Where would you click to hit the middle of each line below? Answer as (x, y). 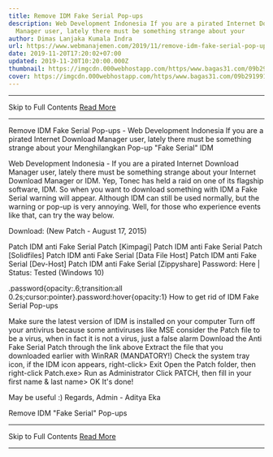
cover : (19, 76)
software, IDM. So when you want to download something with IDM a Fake (133, 189)
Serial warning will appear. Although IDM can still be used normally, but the (134, 198)
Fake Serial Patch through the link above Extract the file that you (116, 347)
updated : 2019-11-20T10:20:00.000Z (69, 62)
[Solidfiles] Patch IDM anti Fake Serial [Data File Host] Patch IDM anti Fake (133, 255)
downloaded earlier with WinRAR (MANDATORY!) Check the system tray (129, 356)
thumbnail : (27, 69)
